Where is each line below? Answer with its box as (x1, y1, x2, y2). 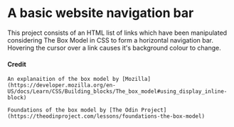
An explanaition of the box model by (7, 76, 119, 83)
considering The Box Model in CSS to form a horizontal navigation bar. (7, 35, 213, 44)
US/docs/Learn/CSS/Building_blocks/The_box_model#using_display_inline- (7, 88, 228, 95)
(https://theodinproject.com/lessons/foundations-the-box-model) (7, 113, 205, 120)
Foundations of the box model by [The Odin (7, 106, 139, 114)
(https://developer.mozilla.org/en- (7, 82, 116, 89)
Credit (7, 60, 26, 68)
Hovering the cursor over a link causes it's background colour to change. (7, 43, 222, 52)
